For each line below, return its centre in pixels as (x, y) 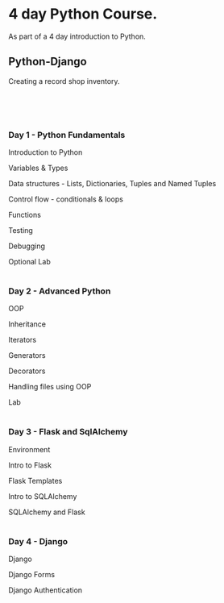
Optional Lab (29, 262)
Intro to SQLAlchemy (43, 496)
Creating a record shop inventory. (64, 81)
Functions (25, 215)
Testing (21, 231)
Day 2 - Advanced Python (60, 291)
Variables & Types (38, 168)
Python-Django (48, 62)
